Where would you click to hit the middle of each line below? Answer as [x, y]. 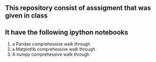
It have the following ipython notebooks [67, 32]
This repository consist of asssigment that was [78, 8]
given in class [26, 16]
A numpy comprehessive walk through [51, 54]
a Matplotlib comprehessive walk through [54, 49]
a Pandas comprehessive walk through [51, 44]
